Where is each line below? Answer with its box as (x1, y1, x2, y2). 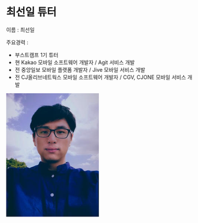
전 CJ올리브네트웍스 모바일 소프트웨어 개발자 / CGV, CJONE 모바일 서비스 (14, 74, 187, 81)
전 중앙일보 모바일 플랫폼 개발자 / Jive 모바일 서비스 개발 (14, 66, 145, 73)
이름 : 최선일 (6, 26, 35, 33)
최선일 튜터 (6, 5, 57, 19)
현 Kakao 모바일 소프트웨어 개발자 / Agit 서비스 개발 (14, 59, 135, 66)
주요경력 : (6, 39, 28, 46)
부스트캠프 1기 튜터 (14, 51, 59, 58)
